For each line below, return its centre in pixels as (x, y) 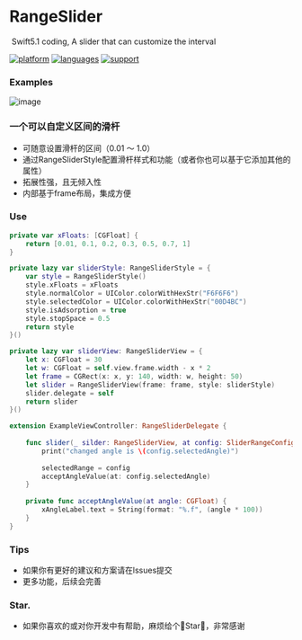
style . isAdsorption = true (76, 310)
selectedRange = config (86, 468)
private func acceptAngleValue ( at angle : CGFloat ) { (126, 502)
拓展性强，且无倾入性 (62, 182)
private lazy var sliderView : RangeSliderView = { (106, 351)
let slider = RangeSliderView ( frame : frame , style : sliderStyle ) (151, 385)
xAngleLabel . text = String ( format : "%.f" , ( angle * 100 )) (152, 510)
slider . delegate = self (70, 393)
